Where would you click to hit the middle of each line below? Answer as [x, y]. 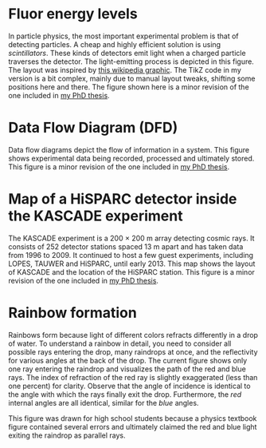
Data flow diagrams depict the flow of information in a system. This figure [129, 149]
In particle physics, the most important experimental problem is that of [123, 36]
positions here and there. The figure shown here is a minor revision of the [129, 87]
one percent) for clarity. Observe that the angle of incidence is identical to [129, 386]
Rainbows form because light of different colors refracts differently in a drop [133, 335]
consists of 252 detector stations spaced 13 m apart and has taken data [126, 246]
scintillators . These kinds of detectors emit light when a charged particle [127, 53]
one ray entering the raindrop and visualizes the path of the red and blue [127, 369]
